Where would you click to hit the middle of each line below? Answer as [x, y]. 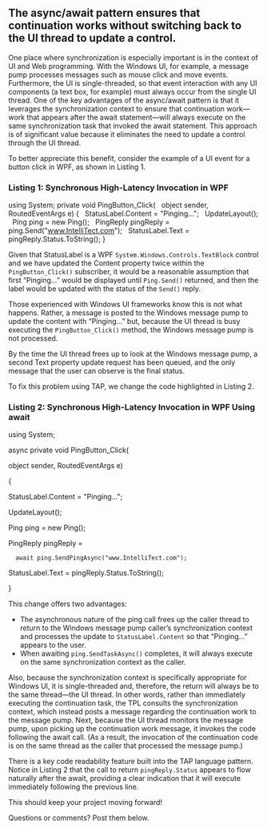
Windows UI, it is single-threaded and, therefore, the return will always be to [134, 686]
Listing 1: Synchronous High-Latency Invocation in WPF [119, 188]
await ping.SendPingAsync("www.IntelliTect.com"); [102, 558]
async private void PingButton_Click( [69, 450]
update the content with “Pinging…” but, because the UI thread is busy [124, 321]
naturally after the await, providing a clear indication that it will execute [125, 778]
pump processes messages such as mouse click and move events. [118, 75]
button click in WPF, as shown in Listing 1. [77, 167]
